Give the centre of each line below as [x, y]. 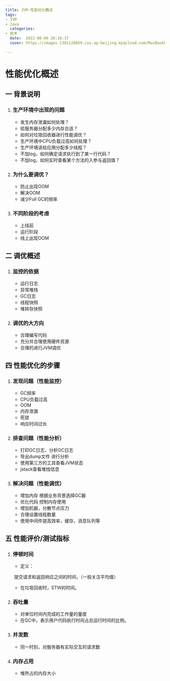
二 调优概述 [23, 256]
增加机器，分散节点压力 [45, 508]
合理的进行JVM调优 [40, 348]
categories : [23, 29]
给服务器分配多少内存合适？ [49, 128]
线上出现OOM [34, 238]
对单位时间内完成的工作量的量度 [53, 614]
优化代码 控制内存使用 [43, 502]
